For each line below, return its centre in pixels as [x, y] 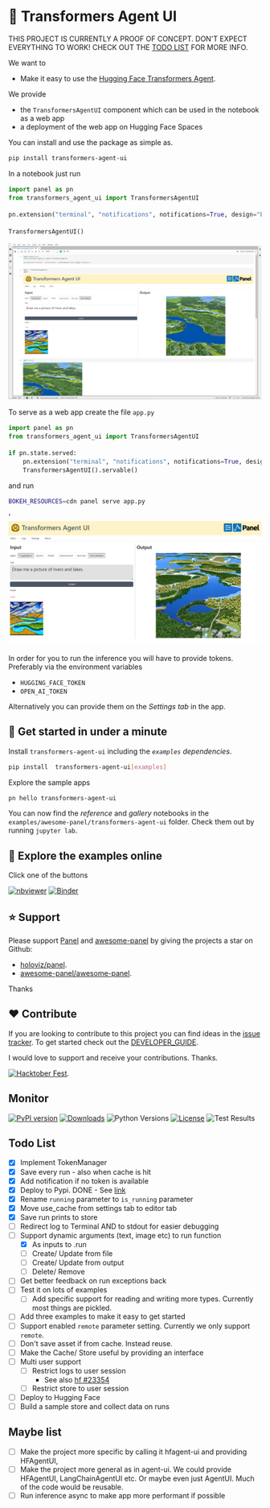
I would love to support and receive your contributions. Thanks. [113, 1057]
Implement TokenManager [63, 1163]
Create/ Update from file [72, 1254]
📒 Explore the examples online [85, 855]
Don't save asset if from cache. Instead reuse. [96, 1343]
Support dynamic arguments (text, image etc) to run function [121, 1235]
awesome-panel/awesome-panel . [76, 973]
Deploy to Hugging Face [60, 1397]
